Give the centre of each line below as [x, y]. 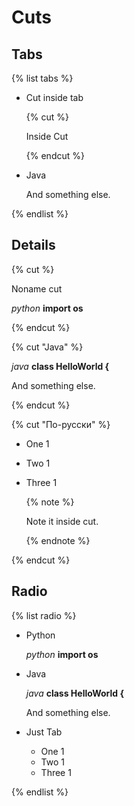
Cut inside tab [54, 97]
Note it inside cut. [62, 521]
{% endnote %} [58, 540]
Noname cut [37, 288]
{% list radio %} [44, 615]
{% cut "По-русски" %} [61, 424]
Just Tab [44, 732]
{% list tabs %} [42, 78]
